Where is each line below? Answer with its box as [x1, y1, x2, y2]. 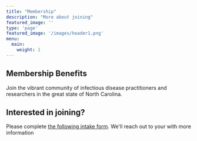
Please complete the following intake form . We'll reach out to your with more [6, 123, 191, 130]
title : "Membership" [6, 8, 57, 15]
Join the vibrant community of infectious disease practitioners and [6, 84, 168, 91]
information [6, 129, 34, 136]
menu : [6, 36, 19, 42]
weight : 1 [16, 47, 41, 53]
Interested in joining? [6, 107, 85, 117]
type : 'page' [6, 25, 38, 31]
